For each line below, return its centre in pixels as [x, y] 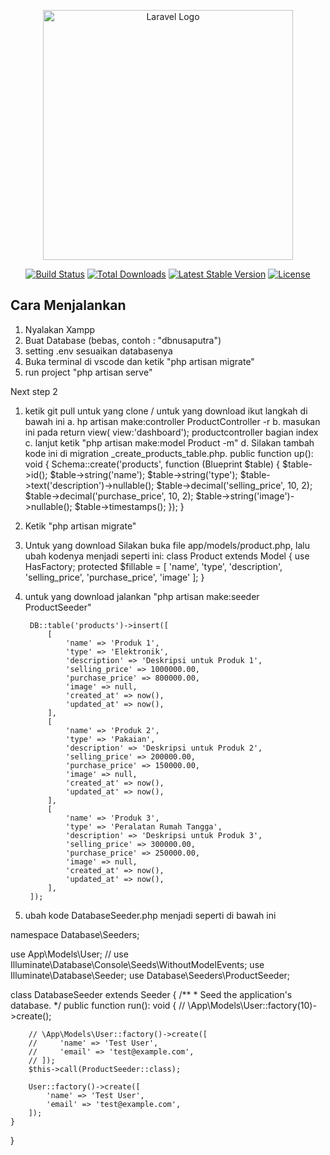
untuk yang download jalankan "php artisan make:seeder [142, 596]
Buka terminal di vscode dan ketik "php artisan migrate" [139, 361]
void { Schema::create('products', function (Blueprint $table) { [152, 464]
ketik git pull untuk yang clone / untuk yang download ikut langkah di [166, 411]
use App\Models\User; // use [69, 954]
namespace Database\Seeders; [75, 934]
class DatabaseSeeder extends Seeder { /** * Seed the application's [151, 994]
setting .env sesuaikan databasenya [98, 351]
